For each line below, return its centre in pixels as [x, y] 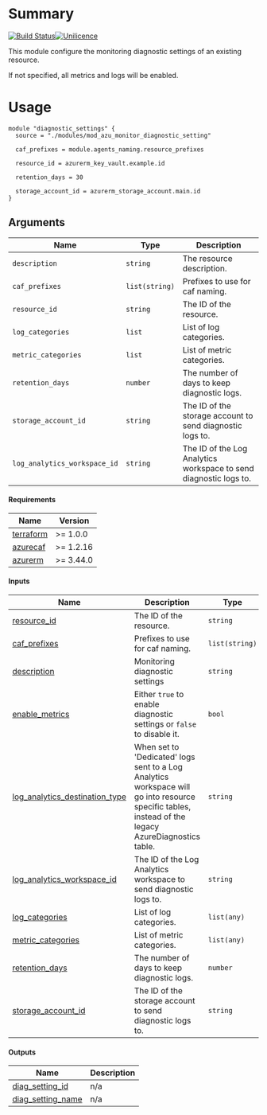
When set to [157, 747]
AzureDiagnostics [167, 836]
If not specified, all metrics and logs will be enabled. [93, 75]
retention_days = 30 [49, 177]
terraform [30, 534]
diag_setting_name [47, 1099]
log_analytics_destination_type [70, 797]
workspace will [162, 787]
